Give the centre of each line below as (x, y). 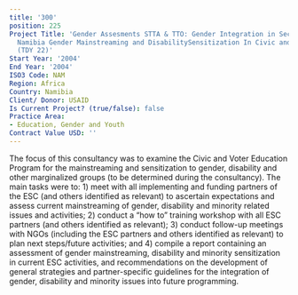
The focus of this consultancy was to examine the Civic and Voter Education (149, 158)
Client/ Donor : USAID (49, 100)
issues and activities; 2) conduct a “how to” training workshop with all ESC (145, 215)
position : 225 (35, 26)
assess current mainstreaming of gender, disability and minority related (139, 205)
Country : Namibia (41, 92)
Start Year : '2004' (45, 59)
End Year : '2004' (41, 68)
